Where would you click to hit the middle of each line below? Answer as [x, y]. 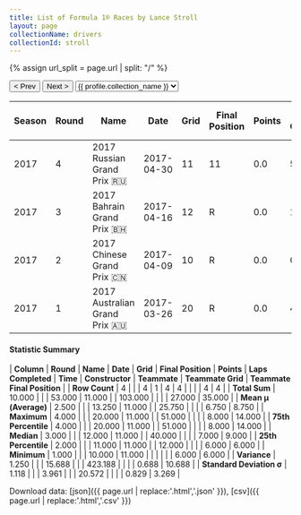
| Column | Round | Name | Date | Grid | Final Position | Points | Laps [138, 369]
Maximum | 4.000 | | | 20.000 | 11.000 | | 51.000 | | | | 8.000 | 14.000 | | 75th [150, 416]
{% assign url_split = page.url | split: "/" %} [89, 68]
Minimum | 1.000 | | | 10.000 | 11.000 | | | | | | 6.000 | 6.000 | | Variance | [142, 455]
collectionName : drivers [56, 34]
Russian [109, 159]
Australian [114, 303]
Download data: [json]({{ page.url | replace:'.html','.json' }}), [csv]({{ [134, 491]
